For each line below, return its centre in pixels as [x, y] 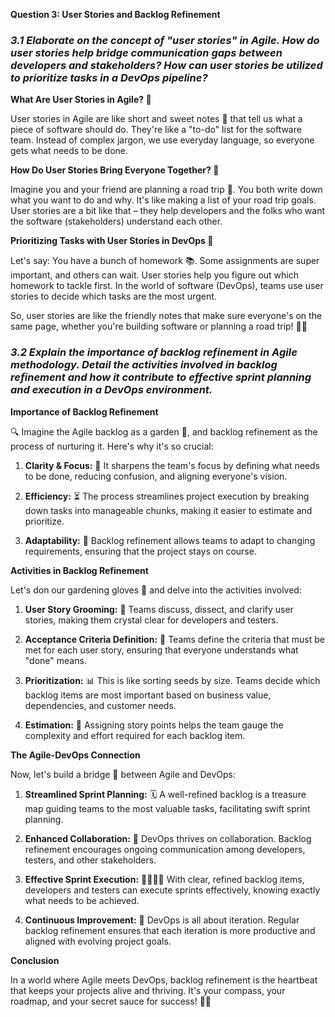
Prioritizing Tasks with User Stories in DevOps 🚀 [112, 241]
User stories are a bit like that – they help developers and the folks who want [168, 211]
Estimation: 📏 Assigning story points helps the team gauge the [154, 725]
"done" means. [55, 660]
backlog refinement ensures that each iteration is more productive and [170, 930]
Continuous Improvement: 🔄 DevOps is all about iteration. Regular [162, 920]
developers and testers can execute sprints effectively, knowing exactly [172, 890]
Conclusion [35, 960]
